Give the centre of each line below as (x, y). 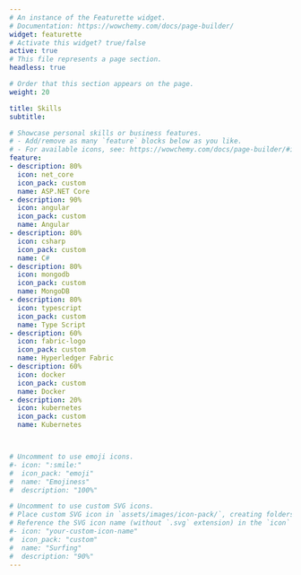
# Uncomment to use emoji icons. (72, 457)
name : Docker (42, 391)
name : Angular (43, 225)
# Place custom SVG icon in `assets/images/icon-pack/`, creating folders (152, 515)
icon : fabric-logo (52, 342)
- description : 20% (46, 400)
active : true (34, 51)
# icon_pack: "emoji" (52, 473)
